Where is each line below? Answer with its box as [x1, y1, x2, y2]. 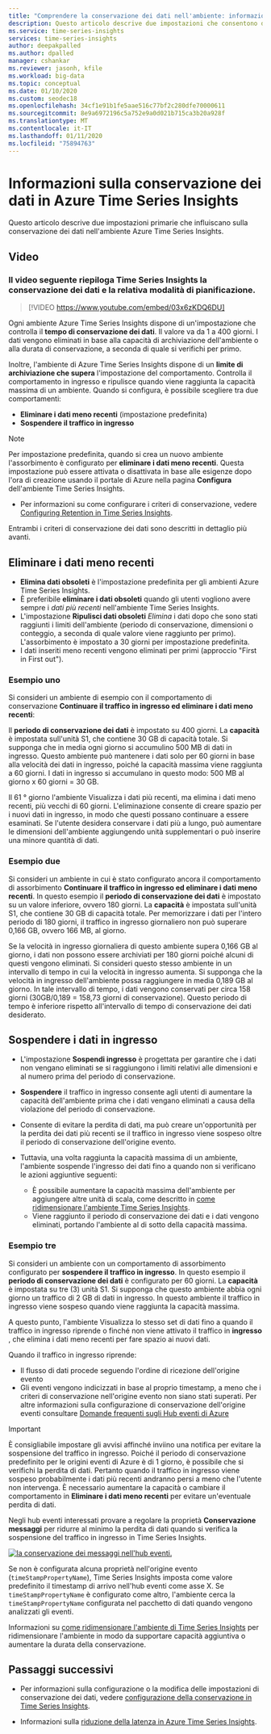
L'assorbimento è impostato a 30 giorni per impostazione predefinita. [19, 637, 250, 647]
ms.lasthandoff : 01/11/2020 [8, 132, 103, 140]
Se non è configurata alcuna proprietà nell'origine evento [8, 1564, 198, 1573]
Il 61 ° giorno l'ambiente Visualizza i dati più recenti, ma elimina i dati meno [8, 793, 256, 802]
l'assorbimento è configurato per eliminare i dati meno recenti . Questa [8, 458, 244, 468]
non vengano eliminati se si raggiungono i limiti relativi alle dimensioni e [19, 1063, 258, 1073]
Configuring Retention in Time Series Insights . [19, 508, 173, 517]
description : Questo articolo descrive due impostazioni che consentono [8, 19, 258, 27]
